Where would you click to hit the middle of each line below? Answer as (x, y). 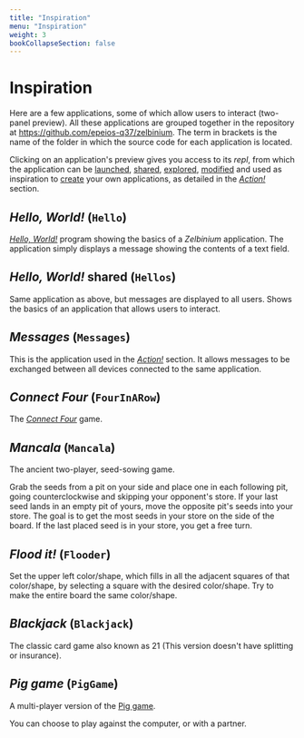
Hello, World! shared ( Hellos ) (93, 277)
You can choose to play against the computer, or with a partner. (128, 723)
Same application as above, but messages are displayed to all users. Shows (151, 299)
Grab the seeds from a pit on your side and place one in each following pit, (149, 487)
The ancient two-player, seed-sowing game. (92, 469)
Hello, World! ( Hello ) (68, 217)
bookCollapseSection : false (63, 43)
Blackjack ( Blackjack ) (72, 624)
